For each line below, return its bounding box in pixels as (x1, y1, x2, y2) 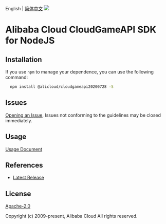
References (5, 161, 43, 170)
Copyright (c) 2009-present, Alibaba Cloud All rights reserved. (5, 213, 138, 219)
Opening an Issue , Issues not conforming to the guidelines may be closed (5, 112, 161, 118)
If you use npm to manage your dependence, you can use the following (5, 69, 154, 74)
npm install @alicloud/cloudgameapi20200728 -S (10, 84, 114, 89)
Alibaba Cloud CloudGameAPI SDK (5, 24, 157, 35)
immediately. (5, 117, 32, 123)
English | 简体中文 (5, 6, 43, 11)
